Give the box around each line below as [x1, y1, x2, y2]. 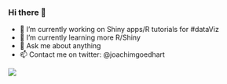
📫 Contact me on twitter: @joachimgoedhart [19, 50, 165, 59]
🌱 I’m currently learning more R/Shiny [19, 33, 141, 42]
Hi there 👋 [8, 7, 47, 18]
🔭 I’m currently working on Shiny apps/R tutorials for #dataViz [19, 25, 220, 34]
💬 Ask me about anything [19, 41, 101, 51]
